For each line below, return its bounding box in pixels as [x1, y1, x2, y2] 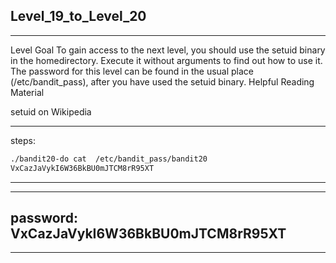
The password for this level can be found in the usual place [10, 65, 255, 77]
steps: [10, 134, 36, 146]
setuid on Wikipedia [10, 105, 92, 118]
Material [10, 86, 45, 98]
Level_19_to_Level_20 [10, 8, 147, 25]
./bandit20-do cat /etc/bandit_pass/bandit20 [10, 154, 208, 164]
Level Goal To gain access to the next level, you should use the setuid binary [10, 44, 326, 56]
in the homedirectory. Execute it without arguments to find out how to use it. [10, 54, 323, 66]
